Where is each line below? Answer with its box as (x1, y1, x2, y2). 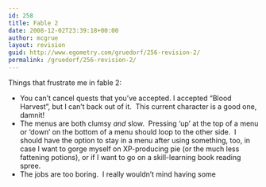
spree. (19, 161, 41, 170)
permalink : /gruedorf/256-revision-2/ (8, 56, 137, 64)
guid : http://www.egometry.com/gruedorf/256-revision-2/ (8, 49, 201, 56)
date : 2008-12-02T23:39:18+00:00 (8, 26, 119, 34)
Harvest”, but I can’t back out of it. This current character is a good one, (19, 101, 257, 111)
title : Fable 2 (8, 19, 59, 27)
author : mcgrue (8, 33, 59, 42)
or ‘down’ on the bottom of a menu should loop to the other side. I (19, 127, 237, 136)
